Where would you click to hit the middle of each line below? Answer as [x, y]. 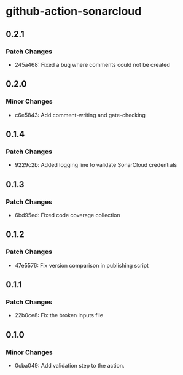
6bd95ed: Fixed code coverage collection [67, 215]
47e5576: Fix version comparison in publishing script [81, 265]
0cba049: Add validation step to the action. [69, 365]
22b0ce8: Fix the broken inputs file [59, 315]
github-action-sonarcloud [74, 11]
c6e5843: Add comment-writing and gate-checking [80, 115]
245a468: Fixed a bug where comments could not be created [92, 64]
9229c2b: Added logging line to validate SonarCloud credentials [96, 165]
